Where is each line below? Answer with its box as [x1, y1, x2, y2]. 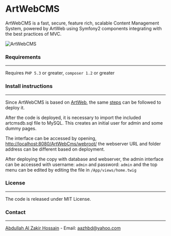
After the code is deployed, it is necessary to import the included [5, 114, 141, 121]
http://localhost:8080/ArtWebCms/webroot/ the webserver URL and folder [5, 140, 161, 147]
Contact [5, 208, 26, 216]
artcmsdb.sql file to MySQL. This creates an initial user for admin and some [5, 120, 163, 126]
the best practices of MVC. [5, 31, 62, 37]
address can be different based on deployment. [5, 146, 105, 152]
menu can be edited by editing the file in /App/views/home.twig [5, 167, 136, 173]
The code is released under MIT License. [5, 196, 92, 202]
